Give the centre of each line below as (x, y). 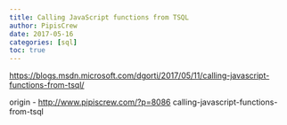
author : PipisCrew (43, 26)
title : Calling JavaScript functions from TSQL (99, 17)
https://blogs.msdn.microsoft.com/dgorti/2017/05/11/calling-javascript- (139, 75)
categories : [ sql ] (43, 42)
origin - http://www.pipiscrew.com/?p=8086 (90, 102)
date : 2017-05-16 (41, 34)
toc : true (28, 51)
